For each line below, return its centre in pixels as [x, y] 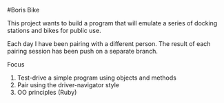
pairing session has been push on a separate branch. [83, 51]
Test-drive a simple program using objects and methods [97, 78]
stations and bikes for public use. [54, 31]
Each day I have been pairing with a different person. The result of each [109, 44]
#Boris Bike [23, 10]
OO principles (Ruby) [47, 92]
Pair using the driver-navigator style [68, 85]
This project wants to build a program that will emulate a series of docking [112, 23]
